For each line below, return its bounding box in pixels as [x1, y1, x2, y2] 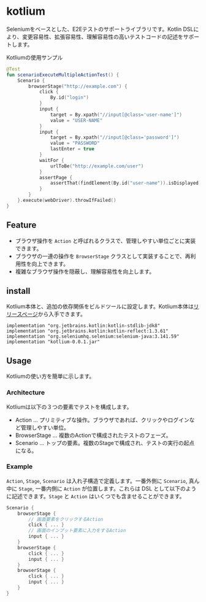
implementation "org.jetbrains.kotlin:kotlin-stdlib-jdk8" [6, 323, 161, 329]
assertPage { [39, 174, 72, 180]
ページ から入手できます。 [21, 311, 86, 318]
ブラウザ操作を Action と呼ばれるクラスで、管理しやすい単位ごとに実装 [15, 237, 196, 244]
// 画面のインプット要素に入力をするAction [28, 528, 126, 534]
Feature [6, 220, 37, 231]
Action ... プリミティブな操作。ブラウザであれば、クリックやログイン [15, 416, 190, 423]
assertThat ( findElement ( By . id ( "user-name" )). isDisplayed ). [50, 180, 204, 187]
